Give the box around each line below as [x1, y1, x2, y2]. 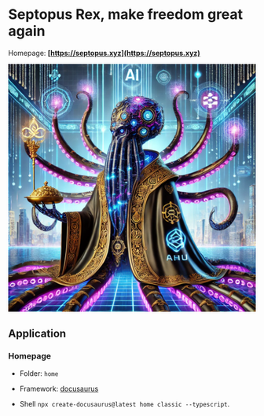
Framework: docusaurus [19, 384, 99, 393]
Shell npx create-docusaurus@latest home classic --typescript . [19, 399, 230, 408]
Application [8, 327, 67, 341]
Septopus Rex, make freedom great [8, 6, 244, 24]
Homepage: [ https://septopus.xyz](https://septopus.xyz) [8, 48, 200, 57]
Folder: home [19, 368, 59, 378]
